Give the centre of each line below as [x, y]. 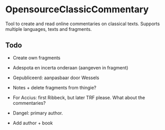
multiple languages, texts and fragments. [49, 29]
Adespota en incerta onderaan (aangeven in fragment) [70, 67]
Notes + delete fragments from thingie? [54, 87]
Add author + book [33, 123]
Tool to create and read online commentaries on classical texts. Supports [83, 24]
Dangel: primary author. [38, 113]
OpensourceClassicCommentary [77, 10]
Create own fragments [36, 58]
